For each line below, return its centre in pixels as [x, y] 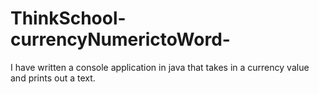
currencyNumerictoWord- [120, 39]
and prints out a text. [53, 78]
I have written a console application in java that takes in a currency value [160, 67]
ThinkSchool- [68, 18]
